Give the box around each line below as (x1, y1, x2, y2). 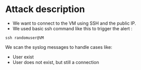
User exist (12, 54, 34, 60)
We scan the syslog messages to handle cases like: (5, 44, 113, 50)
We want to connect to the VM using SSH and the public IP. (12, 20, 136, 26)
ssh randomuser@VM (5, 35, 44, 40)
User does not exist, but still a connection (12, 59, 100, 65)
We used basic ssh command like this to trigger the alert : (12, 25, 133, 31)
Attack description (5, 4, 85, 15)
